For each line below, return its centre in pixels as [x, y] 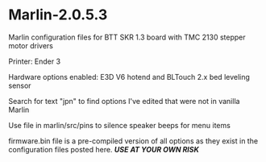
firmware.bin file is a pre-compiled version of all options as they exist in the [133, 141]
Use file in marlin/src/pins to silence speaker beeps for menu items [120, 125]
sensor [20, 85]
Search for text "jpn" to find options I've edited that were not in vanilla [124, 101]
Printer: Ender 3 [35, 61]
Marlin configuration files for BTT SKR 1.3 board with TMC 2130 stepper [127, 37]
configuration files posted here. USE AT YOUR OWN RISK [104, 149]
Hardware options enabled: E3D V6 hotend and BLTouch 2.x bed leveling [129, 77]
